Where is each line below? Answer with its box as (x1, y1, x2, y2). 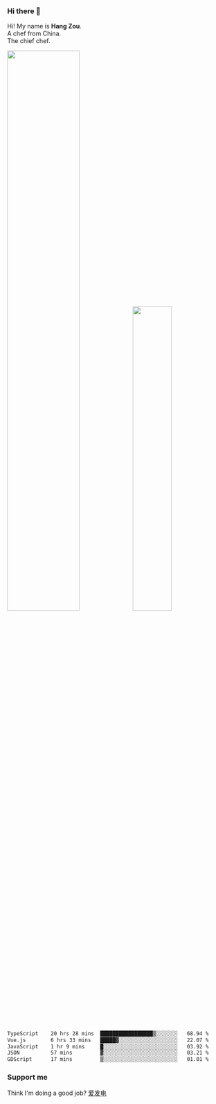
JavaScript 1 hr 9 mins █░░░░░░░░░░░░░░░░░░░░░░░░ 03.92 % (7, 1043, 209, 1050)
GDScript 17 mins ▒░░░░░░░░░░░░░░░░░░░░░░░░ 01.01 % (7, 1056, 209, 1063)
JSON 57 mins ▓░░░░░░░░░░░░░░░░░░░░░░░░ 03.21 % (7, 1049, 209, 1057)
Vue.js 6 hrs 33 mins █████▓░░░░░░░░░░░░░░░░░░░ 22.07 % (7, 1037, 209, 1044)
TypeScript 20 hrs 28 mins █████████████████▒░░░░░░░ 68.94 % (7, 1030, 209, 1037)
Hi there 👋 (7, 6, 42, 16)
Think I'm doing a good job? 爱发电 (7, 1089, 107, 1097)
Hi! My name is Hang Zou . (7, 22, 82, 31)
